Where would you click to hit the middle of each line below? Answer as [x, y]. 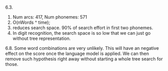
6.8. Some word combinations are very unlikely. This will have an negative [82, 48]
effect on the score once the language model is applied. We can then [77, 53]
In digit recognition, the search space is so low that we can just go [81, 33]
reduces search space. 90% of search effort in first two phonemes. [83, 28]
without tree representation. [41, 38]
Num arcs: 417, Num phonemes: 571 [50, 17]
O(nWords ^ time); [31, 22]
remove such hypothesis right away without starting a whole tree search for [84, 59]
